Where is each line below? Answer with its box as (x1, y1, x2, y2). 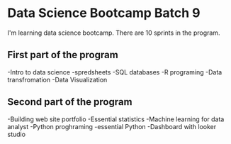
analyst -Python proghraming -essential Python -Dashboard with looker (7, 122, 217, 131)
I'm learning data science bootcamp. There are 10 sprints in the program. (7, 28, 220, 37)
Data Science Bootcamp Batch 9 (7, 5, 201, 21)
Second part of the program (7, 96, 133, 108)
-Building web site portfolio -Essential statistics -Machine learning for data (7, 115, 225, 123)
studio (7, 130, 26, 138)
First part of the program (7, 49, 118, 61)
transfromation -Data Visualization (7, 75, 108, 84)
